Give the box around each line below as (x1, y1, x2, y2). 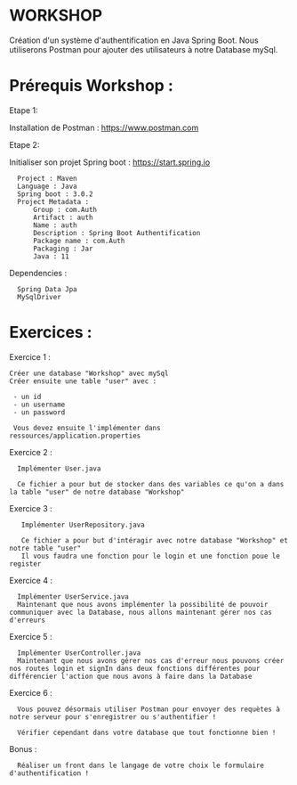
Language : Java (17, 182, 77, 191)
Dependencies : (9, 267, 68, 278)
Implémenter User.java (17, 464, 101, 473)
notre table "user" (9, 544, 82, 552)
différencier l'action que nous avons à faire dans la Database (9, 672, 253, 681)
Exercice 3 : (9, 503, 53, 513)
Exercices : (9, 323, 92, 343)
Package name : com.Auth (32, 236, 125, 245)
